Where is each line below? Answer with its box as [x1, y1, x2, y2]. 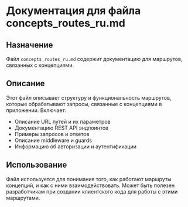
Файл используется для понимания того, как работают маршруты [6, 175, 172, 182]
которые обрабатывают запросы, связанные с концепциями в [6, 100, 162, 107]
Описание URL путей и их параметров [14, 118, 111, 125]
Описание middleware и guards [14, 137, 93, 144]
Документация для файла [6, 4, 141, 18]
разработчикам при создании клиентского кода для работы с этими [6, 188, 178, 195]
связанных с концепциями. [6, 62, 74, 69]
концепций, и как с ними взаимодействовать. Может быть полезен [6, 182, 175, 189]
